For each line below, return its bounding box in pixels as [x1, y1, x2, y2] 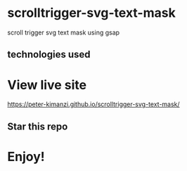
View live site [7, 77, 86, 93]
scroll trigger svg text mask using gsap [7, 28, 120, 37]
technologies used [7, 49, 91, 61]
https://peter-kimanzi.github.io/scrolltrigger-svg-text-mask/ [7, 100, 181, 108]
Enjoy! [7, 148, 46, 165]
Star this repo [7, 120, 68, 132]
